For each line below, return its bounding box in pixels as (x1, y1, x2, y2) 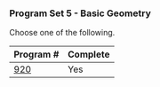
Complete (68, 48, 110, 60)
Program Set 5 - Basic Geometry (9, 7, 151, 20)
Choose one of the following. (9, 28, 116, 38)
